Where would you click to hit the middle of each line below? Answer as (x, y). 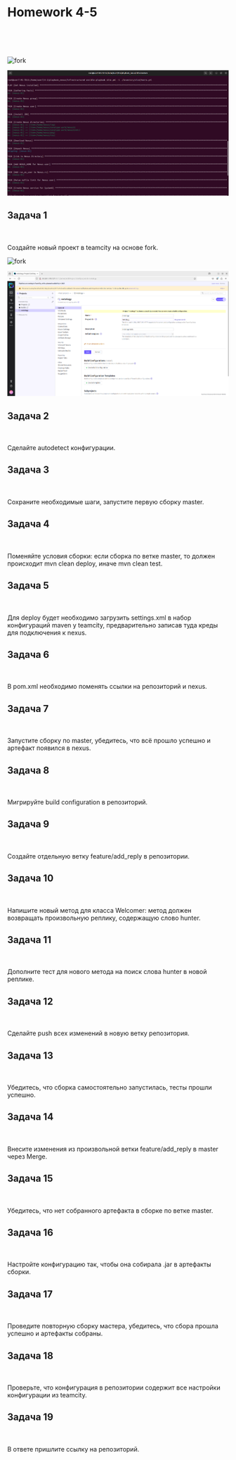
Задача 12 (30, 1001)
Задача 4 (28, 524)
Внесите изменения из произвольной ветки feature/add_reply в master (113, 1149)
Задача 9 (28, 824)
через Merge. (27, 1156)
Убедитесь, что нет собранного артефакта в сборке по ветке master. (110, 1210)
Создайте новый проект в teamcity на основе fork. (83, 247)
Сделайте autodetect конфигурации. (61, 448)
